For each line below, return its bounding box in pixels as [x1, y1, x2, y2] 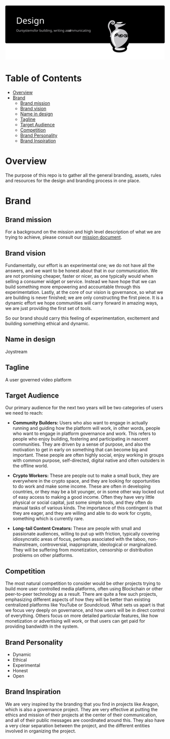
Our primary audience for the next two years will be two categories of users [5, 405, 163, 411]
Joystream [5, 349, 28, 355]
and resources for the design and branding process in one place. [5, 178, 141, 184]
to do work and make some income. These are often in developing [12, 484, 151, 490]
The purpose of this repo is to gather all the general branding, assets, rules [5, 172, 161, 179]
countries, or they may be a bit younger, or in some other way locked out [12, 489, 164, 495]
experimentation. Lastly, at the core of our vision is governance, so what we [5, 289, 163, 295]
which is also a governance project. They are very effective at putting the [5, 706, 158, 712]
